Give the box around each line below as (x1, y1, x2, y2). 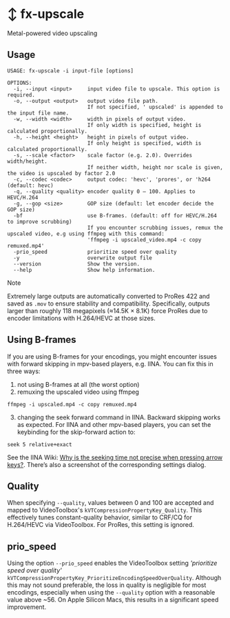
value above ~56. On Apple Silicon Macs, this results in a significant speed (7, 596, 219, 604)
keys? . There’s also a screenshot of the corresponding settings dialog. (7, 460, 207, 468)
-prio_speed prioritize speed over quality (13, 248, 177, 255)
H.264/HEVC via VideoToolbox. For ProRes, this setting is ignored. (7, 521, 195, 529)
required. (7, 91, 36, 99)
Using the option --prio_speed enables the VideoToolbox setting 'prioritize (7, 559, 218, 568)
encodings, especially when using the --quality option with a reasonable (7, 588, 216, 597)
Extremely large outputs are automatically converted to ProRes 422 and (7, 292, 210, 300)
